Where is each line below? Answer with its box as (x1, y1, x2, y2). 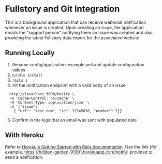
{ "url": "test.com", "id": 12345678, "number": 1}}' (14, 108, 124, 113)
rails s (12, 78, 28, 83)
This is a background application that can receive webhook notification (5, 19, 147, 25)
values (12, 67, 26, 73)
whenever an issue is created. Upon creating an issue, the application (5, 24, 144, 30)
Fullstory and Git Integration (5, 3, 120, 15)
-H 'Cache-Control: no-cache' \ (9, 96, 75, 101)
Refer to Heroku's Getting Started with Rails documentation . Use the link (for (5, 144, 157, 149)
